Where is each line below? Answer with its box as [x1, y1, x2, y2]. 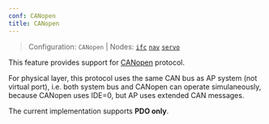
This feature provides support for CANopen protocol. [8, 58, 185, 67]
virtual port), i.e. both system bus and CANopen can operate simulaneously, [8, 82, 262, 92]
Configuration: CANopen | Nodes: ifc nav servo [28, 41, 181, 51]
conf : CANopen [8, 11, 57, 20]
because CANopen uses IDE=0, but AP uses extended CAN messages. [8, 90, 245, 100]
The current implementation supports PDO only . [8, 106, 169, 116]
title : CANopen [8, 19, 60, 28]
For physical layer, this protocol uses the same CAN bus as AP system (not [8, 73, 258, 83]
